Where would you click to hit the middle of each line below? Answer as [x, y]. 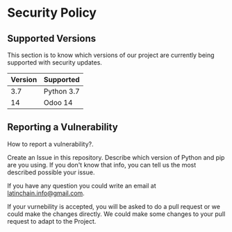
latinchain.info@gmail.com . [46, 193]
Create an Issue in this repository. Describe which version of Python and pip [116, 157]
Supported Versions [51, 39]
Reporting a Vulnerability [63, 127]
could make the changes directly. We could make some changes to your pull [116, 214]
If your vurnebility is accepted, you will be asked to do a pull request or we [114, 206]
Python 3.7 [62, 91]
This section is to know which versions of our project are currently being [111, 55]
